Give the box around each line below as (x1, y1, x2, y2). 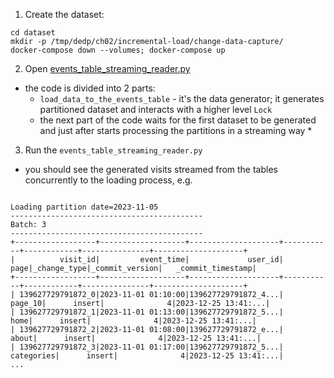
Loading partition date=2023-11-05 (10, 202, 159, 212)
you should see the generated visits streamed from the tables (24, 164, 278, 175)
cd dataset (10, 28, 56, 38)
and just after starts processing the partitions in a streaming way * (39, 125, 313, 136)
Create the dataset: (24, 9, 105, 20)
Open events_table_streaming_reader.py (24, 63, 191, 74)
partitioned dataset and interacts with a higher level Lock (39, 104, 273, 115)
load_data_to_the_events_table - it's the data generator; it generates (39, 93, 325, 104)
